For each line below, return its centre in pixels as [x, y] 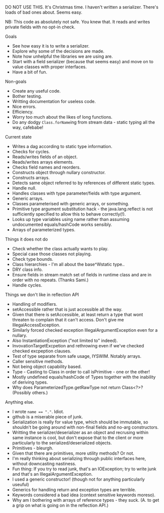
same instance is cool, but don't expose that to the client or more [78, 438]
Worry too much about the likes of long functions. [62, 117]
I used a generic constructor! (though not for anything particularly [79, 479]
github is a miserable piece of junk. [47, 417]
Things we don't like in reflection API [42, 294]
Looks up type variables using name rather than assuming [71, 219]
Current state [18, 137]
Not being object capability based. [47, 366]
